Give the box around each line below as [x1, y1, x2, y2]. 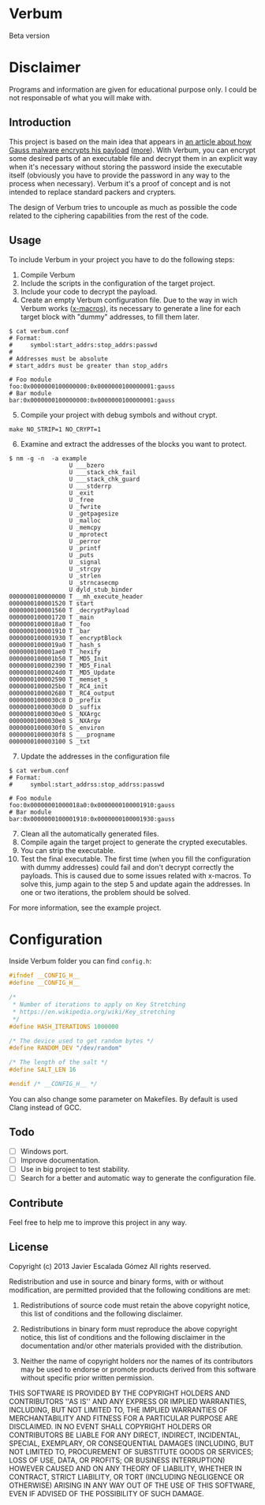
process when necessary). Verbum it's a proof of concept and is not [9, 178, 231, 188]
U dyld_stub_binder [69, 586, 133, 593]
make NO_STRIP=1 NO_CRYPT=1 [9, 425, 102, 433]
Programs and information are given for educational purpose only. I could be [9, 84, 257, 94]
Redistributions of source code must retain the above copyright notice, [20, 1300, 251, 1310]
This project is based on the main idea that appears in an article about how [9, 137, 252, 146]
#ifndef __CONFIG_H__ [9, 972, 80, 979]
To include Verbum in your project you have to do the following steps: [9, 254, 235, 264]
